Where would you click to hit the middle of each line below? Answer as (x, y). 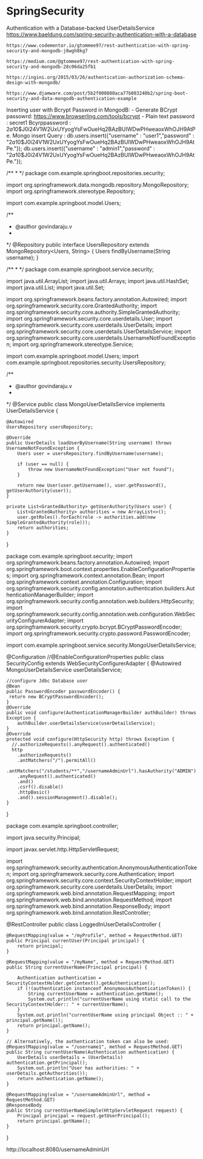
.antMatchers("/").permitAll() (57, 760)
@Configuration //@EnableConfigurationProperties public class (85, 656)
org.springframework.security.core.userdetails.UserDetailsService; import (98, 331)
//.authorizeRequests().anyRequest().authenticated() (81, 744)
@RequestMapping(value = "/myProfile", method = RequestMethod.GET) (95, 935)
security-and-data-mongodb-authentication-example (72, 98)
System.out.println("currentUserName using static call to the (109, 999)
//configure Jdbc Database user (47, 681)
